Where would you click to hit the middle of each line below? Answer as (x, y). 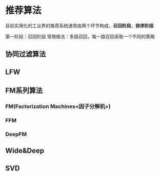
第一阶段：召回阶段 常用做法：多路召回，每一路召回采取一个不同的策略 (80, 36)
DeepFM (16, 134)
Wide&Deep (25, 151)
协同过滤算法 (26, 54)
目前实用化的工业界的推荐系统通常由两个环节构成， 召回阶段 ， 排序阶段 (79, 26)
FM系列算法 (24, 91)
